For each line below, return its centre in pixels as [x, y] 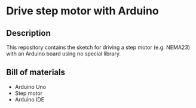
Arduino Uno [30, 87]
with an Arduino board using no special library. [64, 54]
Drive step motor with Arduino [83, 11]
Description [28, 33]
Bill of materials [36, 72]
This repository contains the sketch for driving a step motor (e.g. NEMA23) [98, 47]
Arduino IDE [30, 99]
